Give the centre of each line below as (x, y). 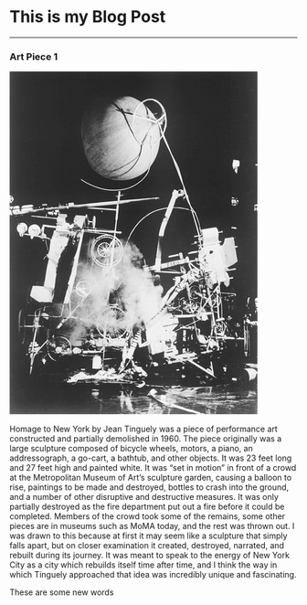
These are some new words (62, 592)
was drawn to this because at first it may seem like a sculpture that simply (148, 536)
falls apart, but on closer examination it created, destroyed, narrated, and (147, 546)
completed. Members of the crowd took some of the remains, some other (148, 516)
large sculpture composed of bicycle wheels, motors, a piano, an (131, 449)
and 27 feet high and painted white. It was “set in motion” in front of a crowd (153, 468)
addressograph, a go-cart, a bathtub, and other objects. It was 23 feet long (151, 458)
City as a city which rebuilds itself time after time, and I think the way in (143, 565)
